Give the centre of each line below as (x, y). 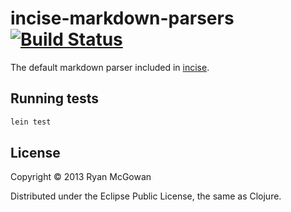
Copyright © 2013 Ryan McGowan (81, 177)
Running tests (55, 98)
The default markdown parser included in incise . (110, 67)
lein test (31, 122)
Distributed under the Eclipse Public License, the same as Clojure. (146, 196)
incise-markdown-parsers (122, 18)
